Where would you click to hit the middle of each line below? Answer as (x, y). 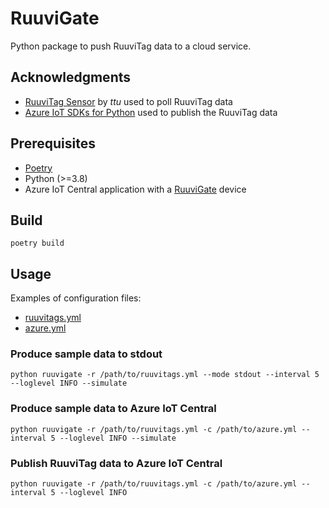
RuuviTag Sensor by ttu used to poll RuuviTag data (128, 101)
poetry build (37, 243)
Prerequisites (53, 143)
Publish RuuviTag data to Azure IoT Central (116, 463)
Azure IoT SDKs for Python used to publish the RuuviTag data (151, 112)
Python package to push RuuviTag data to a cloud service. (131, 46)
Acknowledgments (71, 77)
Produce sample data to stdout (86, 354)
